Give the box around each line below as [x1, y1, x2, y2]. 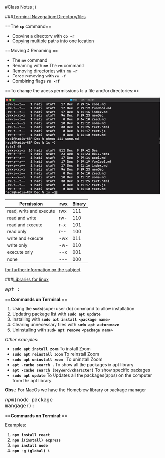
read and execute [7, 222, 43, 228]
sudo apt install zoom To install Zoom [12, 346, 91, 352]
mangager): [5, 402, 35, 409]
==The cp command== [5, 23, 52, 29]
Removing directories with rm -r [12, 68, 78, 74]
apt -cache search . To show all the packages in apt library [12, 362, 134, 368]
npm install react [12, 433, 50, 438]
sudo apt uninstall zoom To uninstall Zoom [12, 356, 103, 362]
